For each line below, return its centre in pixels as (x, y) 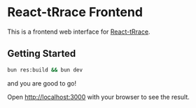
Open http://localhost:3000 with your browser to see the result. (99, 97)
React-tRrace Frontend (75, 12)
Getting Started (42, 54)
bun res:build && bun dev (45, 70)
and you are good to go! (42, 83)
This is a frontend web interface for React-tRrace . (79, 32)
